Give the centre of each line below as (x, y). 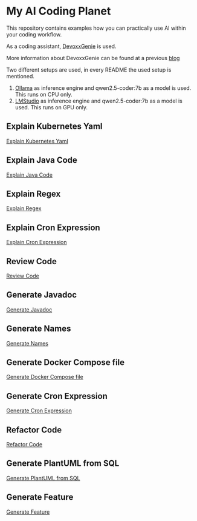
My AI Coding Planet (59, 11)
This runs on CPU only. (44, 94)
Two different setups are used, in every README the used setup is (89, 70)
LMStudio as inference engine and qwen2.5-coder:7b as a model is (98, 101)
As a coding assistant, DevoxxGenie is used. (61, 46)
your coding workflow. (34, 34)
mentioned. (21, 76)
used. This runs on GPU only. (51, 107)
